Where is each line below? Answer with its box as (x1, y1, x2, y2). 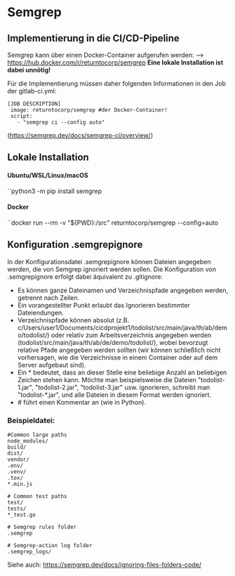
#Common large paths (7, 431, 68, 438)
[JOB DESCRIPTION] (7, 100, 61, 107)
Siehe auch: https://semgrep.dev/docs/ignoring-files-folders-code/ (7, 560, 202, 569)
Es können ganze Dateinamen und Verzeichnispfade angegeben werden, (17, 286, 229, 294)
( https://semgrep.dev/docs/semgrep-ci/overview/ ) (7, 131, 154, 139)
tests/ (7, 505, 27, 512)
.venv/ (7, 468, 27, 475)
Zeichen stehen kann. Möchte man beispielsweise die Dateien (17, 375, 196, 384)
